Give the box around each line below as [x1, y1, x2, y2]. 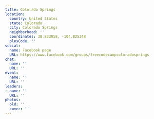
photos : [5, 98, 21, 102]
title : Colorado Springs [5, 7, 56, 12]
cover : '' [9, 106, 29, 112]
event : [5, 70, 19, 75]
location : [5, 12, 25, 17]
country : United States [9, 16, 58, 21]
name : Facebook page [9, 48, 51, 52]
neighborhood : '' [9, 30, 45, 34]
